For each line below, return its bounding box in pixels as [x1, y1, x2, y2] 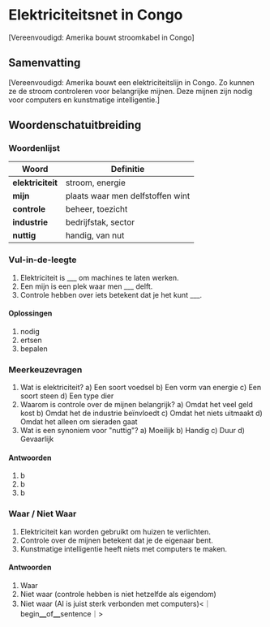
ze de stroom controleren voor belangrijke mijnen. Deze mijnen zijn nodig [8, 86, 253, 96]
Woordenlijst [8, 143, 61, 154]
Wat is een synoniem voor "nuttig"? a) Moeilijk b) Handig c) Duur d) [19, 426, 246, 436]
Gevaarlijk [19, 434, 54, 444]
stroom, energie [65, 177, 126, 188]
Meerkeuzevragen [8, 363, 83, 375]
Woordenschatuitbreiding [8, 118, 142, 132]
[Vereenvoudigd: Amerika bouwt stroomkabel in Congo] [8, 32, 195, 42]
